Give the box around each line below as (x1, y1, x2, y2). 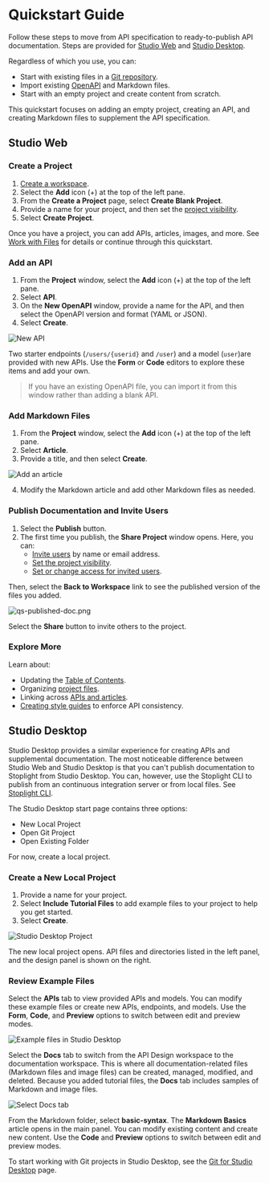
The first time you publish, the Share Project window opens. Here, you (19, 532, 254, 541)
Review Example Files (8, 975, 95, 986)
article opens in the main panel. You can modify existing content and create (8, 1124, 259, 1134)
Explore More (8, 641, 62, 652)
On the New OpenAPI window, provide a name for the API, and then (19, 300, 245, 310)
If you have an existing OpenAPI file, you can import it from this (27, 381, 238, 391)
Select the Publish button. (19, 524, 107, 533)
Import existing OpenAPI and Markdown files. (19, 80, 170, 90)
